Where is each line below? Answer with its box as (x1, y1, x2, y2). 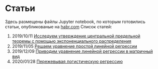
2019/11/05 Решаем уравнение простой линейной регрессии (12, 43, 138, 49)
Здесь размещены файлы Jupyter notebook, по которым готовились (5, 19, 146, 24)
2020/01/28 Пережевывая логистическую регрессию (12, 58, 123, 64)
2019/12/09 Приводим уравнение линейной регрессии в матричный (12, 48, 153, 54)
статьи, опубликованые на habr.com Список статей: (5, 23, 112, 29)
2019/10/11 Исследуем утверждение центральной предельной (12, 33, 141, 39)
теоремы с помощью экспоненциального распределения (12, 38, 131, 44)
